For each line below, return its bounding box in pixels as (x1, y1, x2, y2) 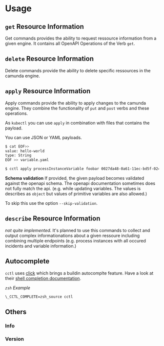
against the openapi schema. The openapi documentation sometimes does (5, 180, 155, 186)
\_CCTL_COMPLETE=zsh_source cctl (5, 294, 73, 299)
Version (5, 335, 24, 342)
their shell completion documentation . (5, 275, 82, 281)
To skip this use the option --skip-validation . (5, 200, 98, 206)
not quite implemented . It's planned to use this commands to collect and (5, 227, 150, 233)
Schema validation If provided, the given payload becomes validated (5, 175, 144, 181)
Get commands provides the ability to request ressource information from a (5, 35, 157, 41)
